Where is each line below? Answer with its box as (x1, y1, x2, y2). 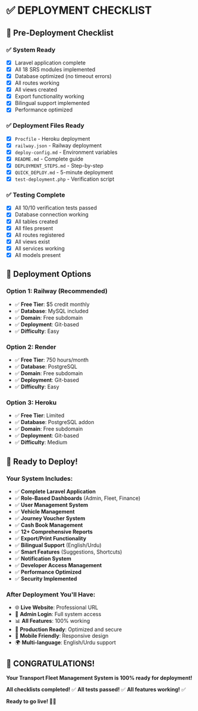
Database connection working (14, 211, 89, 218)
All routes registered (14, 231, 65, 239)
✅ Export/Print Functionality (14, 534, 87, 542)
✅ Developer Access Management (14, 561, 102, 568)
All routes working (14, 79, 59, 86)
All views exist (14, 238, 50, 245)
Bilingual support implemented (14, 100, 90, 107)
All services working (14, 245, 65, 252)
